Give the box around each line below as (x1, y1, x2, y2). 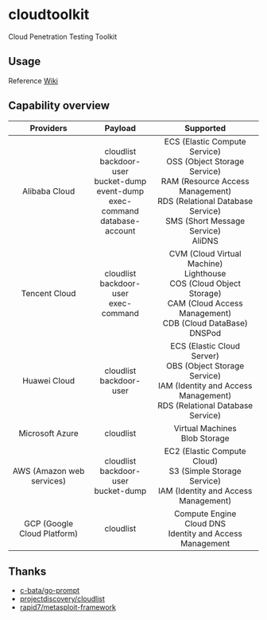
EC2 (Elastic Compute (164, 445, 246, 456)
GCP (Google (23, 518, 74, 529)
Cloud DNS (184, 518, 226, 529)
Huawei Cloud (22, 375, 75, 386)
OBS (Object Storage (166, 360, 245, 371)
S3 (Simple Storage (168, 465, 242, 476)
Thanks (8, 564, 47, 578)
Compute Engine (173, 508, 237, 519)
